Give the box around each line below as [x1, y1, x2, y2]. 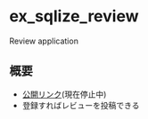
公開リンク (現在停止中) [21, 89, 107, 99]
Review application [9, 36, 78, 46]
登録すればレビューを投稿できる [21, 99, 140, 110]
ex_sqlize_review [9, 6, 139, 27]
